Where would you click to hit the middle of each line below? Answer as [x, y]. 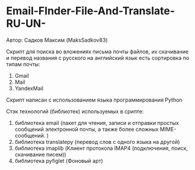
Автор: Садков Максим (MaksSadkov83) [57, 40]
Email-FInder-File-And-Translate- [91, 11]
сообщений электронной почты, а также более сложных [87, 129]
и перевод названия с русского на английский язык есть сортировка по [98, 58]
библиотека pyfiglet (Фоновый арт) [59, 160]
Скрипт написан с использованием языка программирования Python [94, 100]
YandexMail [29, 88]
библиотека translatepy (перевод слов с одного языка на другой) [97, 141]
